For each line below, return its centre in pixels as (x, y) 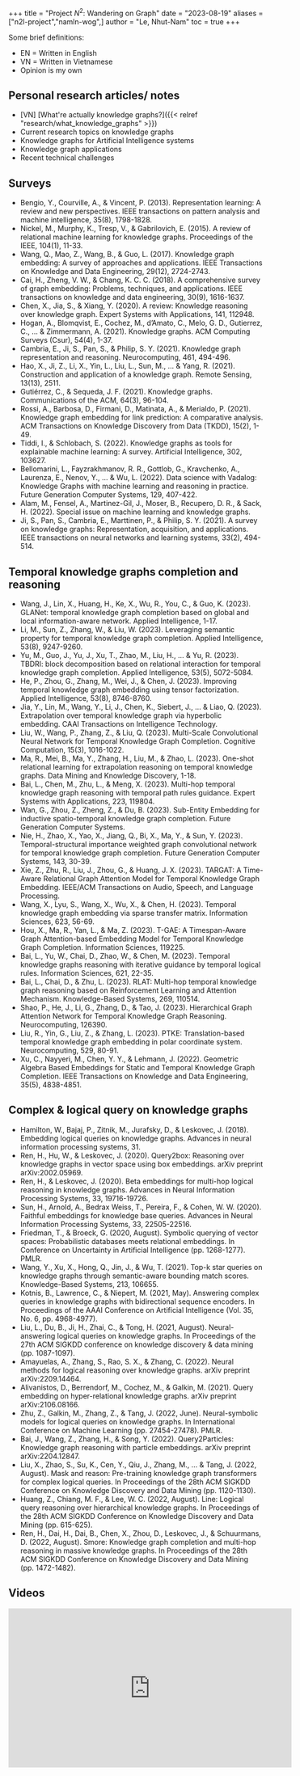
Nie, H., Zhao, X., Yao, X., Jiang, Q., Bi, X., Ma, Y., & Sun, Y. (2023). (131, 836)
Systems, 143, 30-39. (56, 862)
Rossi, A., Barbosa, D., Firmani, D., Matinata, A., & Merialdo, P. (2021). (135, 409)
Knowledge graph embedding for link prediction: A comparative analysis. (142, 418)
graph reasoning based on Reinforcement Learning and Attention (128, 990)
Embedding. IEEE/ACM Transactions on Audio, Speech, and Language (137, 888)
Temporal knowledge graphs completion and (123, 572)
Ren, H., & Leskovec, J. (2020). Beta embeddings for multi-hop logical (137, 1181)
